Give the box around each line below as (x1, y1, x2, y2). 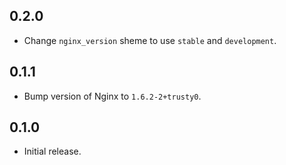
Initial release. (23, 145, 82, 158)
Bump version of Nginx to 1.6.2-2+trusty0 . (23, 90, 202, 102)
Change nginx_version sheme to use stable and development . (23, 34, 277, 46)
